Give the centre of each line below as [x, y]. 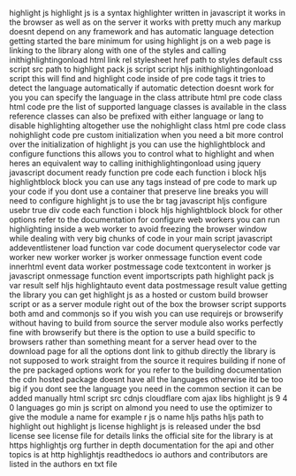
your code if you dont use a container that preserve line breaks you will [139, 191]
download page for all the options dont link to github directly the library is [143, 351]
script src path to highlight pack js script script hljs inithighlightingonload [141, 69]
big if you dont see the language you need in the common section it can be [145, 389]
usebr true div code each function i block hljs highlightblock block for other [146, 210]
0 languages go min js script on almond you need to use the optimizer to [141, 407]
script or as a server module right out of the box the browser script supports [148, 304]
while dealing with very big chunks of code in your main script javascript [141, 238]
